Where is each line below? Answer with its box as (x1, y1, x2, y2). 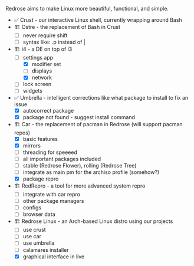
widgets (22, 87, 42, 94)
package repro (22, 175, 59, 182)
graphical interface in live (22, 253, 85, 260)
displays (31, 67, 52, 74)
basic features (22, 135, 58, 142)
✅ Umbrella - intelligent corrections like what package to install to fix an (14, 94, 189, 101)
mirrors (22, 142, 41, 149)
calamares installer (22, 246, 69, 253)
